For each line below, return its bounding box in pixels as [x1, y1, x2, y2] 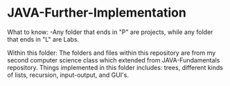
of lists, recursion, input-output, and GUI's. [7, 71, 130, 79]
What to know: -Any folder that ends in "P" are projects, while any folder [7, 28, 213, 36]
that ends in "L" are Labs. [7, 35, 80, 43]
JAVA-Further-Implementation [7, 5, 187, 21]
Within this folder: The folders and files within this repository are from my [7, 49, 216, 57]
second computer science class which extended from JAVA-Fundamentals [7, 55, 220, 64]
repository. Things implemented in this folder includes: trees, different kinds [7, 63, 224, 71]
